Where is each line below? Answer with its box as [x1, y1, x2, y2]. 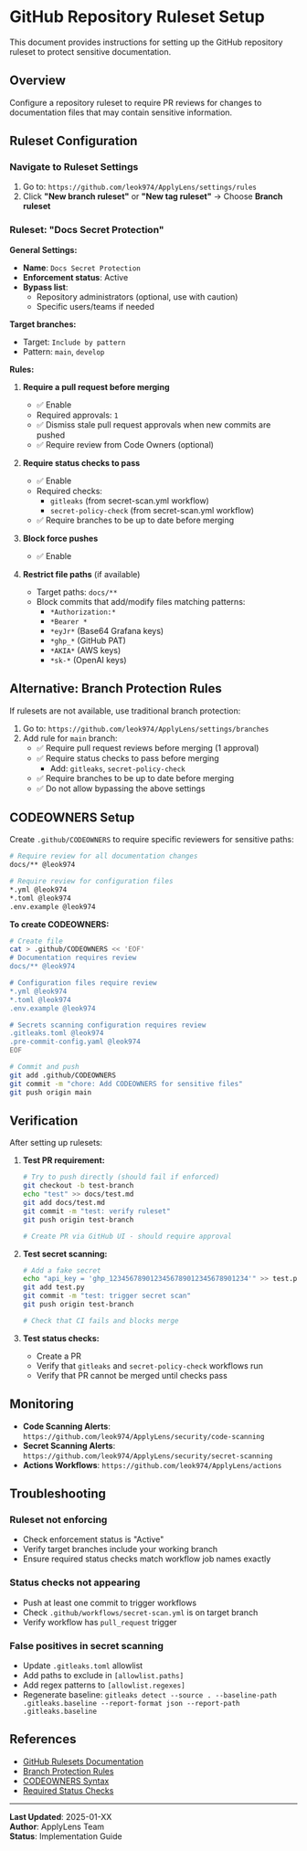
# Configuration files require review [9, 978, 157, 988]
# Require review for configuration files [9, 877, 174, 886]
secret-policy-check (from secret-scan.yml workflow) [49, 504, 254, 515]
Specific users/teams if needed [36, 301, 155, 312]
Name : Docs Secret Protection [22, 262, 142, 273]
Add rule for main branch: [22, 733, 118, 744]
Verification [9, 1113, 79, 1128]
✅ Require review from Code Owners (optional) [36, 439, 215, 450]
